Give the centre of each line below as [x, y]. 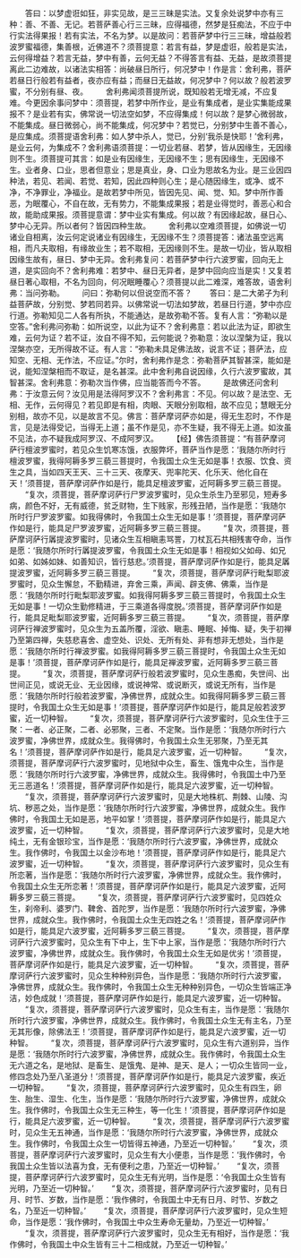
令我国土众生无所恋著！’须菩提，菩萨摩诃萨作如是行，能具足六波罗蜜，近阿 [148, 886]
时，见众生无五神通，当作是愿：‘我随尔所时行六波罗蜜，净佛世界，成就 [140, 1132]
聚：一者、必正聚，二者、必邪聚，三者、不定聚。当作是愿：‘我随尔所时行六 [148, 729]
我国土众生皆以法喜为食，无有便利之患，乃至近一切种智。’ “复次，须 [141, 1166]
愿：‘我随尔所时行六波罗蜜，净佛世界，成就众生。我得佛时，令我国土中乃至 [148, 774]
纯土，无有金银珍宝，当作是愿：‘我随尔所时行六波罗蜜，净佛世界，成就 [140, 841]
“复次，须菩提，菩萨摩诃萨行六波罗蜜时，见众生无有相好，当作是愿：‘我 [157, 1233]
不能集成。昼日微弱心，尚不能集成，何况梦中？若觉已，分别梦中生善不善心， [150, 125]
